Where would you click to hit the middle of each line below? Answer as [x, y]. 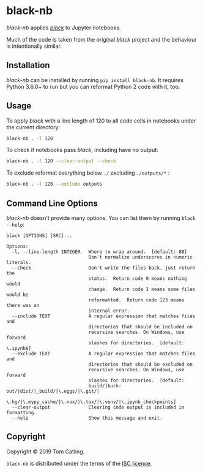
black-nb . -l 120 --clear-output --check [61, 161]
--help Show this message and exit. [87, 418]
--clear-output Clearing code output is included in [98, 407]
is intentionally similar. [34, 46]
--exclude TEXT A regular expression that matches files [104, 354]
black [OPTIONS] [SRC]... [39, 236]
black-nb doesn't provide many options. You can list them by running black [101, 218]
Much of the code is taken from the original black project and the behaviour [102, 39]
